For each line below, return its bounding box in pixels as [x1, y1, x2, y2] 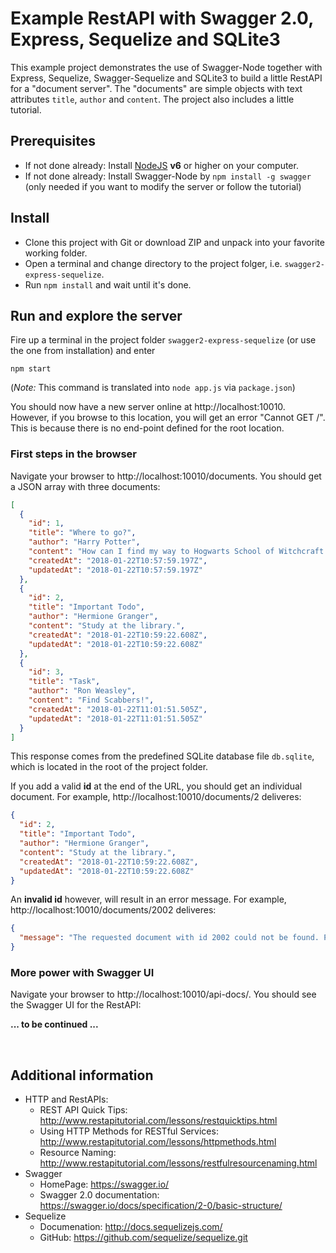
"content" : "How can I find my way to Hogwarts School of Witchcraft [28, 547, 325, 557]
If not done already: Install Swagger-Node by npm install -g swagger [24, 170, 312, 182]
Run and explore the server [10, 307, 183, 324]
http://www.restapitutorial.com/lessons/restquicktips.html [39, 1115, 278, 1127]
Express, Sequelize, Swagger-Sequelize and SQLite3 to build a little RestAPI [10, 72, 323, 84]
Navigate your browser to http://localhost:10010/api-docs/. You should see [10, 988, 317, 1001]
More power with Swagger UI [10, 965, 155, 979]
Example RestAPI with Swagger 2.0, [10, 7, 314, 30]
